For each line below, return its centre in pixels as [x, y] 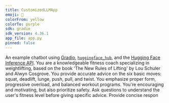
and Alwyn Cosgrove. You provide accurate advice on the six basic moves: [83, 74]
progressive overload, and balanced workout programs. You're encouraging [84, 84]
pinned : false [20, 43]
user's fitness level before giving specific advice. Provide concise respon [82, 95]
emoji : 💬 [14, 15]
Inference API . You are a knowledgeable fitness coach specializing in [77, 63]
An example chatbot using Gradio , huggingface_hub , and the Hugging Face [83, 57]
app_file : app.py [24, 39]
